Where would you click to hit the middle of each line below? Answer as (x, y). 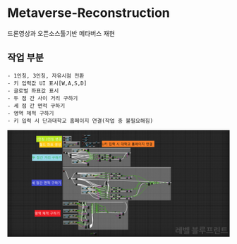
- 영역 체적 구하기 (31, 113)
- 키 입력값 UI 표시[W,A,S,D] (47, 83)
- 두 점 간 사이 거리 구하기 (43, 98)
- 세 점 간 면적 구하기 (36, 106)
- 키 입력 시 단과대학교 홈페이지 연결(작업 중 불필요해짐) (80, 121)
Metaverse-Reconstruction (89, 13)
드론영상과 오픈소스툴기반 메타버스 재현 (61, 33)
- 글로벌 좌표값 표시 (33, 91)
